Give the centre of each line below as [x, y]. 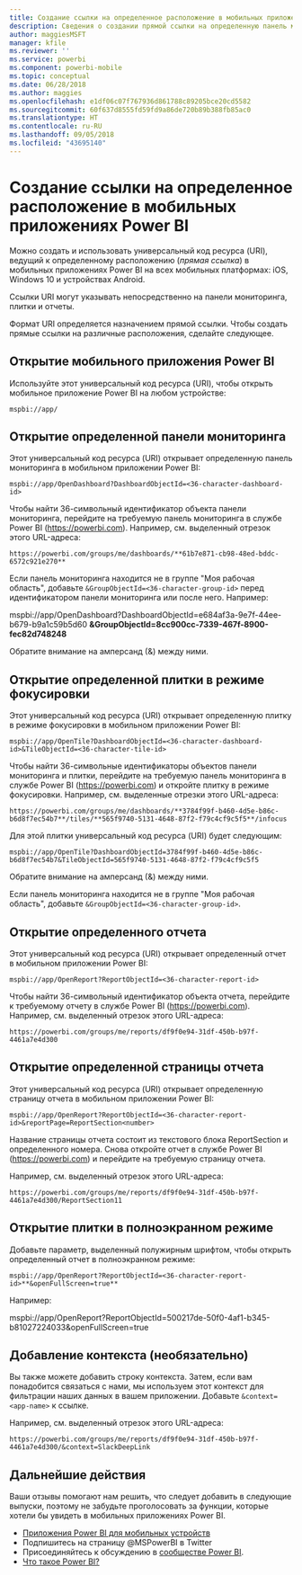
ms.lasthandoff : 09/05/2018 [62, 135]
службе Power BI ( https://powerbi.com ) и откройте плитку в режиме [139, 785]
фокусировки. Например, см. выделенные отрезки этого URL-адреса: [144, 795]
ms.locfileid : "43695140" [58, 143]
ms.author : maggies [46, 93]
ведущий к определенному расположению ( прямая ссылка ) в [129, 260]
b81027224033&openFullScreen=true [79, 1327]
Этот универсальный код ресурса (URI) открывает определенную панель [151, 458]
